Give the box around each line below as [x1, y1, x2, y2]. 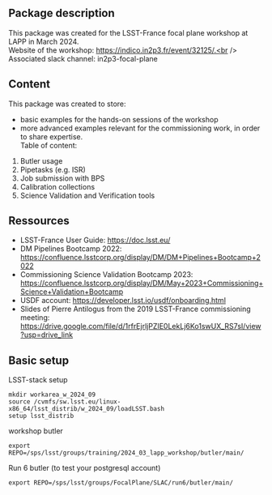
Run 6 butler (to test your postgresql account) [8, 463, 161, 473]
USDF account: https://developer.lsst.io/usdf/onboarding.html [19, 296, 227, 305]
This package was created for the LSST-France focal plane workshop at [8, 28, 249, 37]
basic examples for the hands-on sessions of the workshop [19, 114, 219, 124]
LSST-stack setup [8, 375, 68, 385]
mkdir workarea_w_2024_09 [8, 390, 96, 399]
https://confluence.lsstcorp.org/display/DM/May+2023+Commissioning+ [19, 279, 264, 288]
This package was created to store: [8, 99, 127, 109]
